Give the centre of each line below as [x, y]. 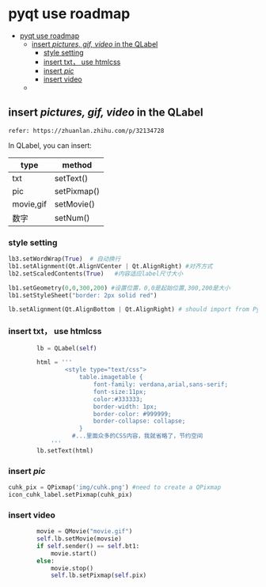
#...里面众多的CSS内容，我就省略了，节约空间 [137, 436]
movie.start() [74, 553]
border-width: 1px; [125, 407]
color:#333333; [118, 399]
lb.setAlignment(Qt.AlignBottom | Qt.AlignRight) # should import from [129, 309]
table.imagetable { [111, 377]
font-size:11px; [120, 392]
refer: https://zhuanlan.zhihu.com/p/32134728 [86, 131]
